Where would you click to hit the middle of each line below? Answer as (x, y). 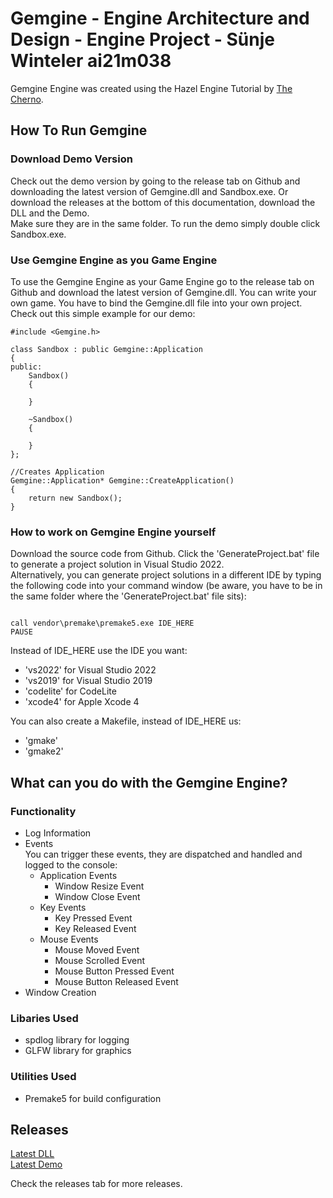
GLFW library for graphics (78, 1051)
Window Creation (60, 992)
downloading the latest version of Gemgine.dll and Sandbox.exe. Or (149, 191)
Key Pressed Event (93, 918)
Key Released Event (95, 928)
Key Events (63, 907)
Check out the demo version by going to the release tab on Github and (155, 181)
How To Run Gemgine (79, 130)
